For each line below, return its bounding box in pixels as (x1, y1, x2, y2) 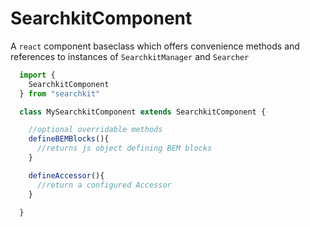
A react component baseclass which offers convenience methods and (10, 40, 300, 52)
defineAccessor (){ (28, 170, 105, 181)
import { (19, 70, 56, 80)
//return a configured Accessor (36, 180, 172, 190)
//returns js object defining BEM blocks (36, 143, 213, 154)
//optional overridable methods (28, 125, 163, 135)
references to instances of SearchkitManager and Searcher (10, 50, 250, 62)
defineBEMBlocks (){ (28, 134, 110, 144)
